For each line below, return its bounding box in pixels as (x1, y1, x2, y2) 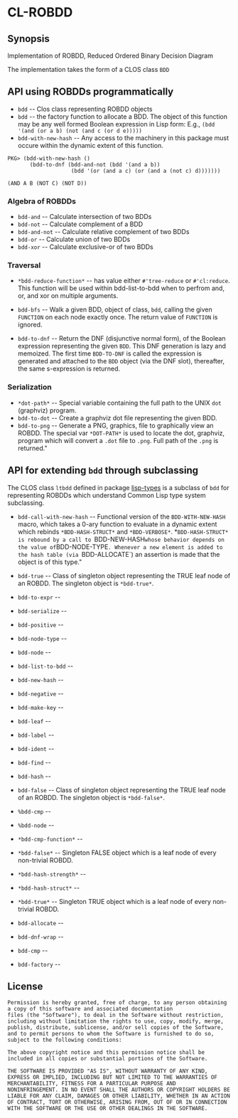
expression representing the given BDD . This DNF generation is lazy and (17, 342, 226, 351)
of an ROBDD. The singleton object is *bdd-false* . (17, 793, 166, 802)
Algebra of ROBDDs (7, 196, 77, 206)
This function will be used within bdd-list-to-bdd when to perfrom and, (17, 284, 225, 292)
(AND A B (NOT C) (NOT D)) (7, 179, 87, 187)
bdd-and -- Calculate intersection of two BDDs (17, 213, 152, 221)
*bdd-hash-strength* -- (17, 869, 87, 878)
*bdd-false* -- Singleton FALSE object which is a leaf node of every (17, 848, 217, 857)
